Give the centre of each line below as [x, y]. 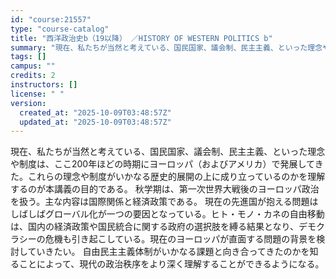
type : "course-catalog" [60, 29]
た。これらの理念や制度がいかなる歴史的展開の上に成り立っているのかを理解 [168, 177]
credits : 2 [33, 76]
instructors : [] [44, 85]
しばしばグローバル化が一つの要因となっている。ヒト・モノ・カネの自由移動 [167, 214]
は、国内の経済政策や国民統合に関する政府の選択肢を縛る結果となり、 [155, 227]
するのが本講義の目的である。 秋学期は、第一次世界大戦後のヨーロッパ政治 [165, 189]
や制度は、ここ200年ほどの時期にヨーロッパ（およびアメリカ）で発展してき [167, 164]
